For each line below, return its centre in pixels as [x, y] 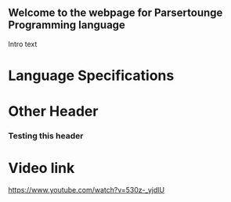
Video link [42, 168]
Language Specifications [91, 76]
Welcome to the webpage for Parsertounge [115, 13]
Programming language [67, 25]
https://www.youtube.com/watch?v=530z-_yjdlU [87, 190]
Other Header [53, 112]
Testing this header [46, 136]
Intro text [23, 44]
